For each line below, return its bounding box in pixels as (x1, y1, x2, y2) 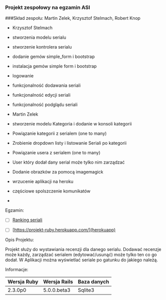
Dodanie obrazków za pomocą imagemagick (12, 169, 104, 175)
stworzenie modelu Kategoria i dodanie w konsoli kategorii (12, 121, 132, 127)
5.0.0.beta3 (43, 287, 71, 294)
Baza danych (77, 278, 110, 285)
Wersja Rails (43, 278, 73, 285)
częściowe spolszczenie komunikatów (12, 188, 91, 194)
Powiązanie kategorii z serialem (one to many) (12, 130, 107, 136)
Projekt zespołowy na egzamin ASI (5, 4, 90, 11)
